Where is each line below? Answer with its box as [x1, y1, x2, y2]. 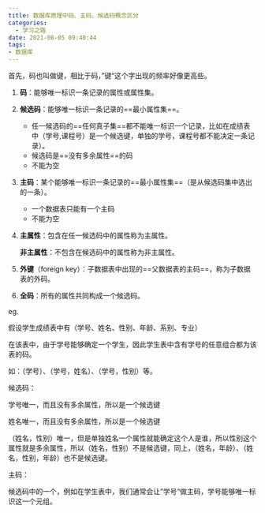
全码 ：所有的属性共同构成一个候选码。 [19, 291, 144, 300]
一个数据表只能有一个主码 [31, 204, 115, 213]
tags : [8, 41, 26, 49]
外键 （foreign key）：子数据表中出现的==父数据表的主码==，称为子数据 [19, 264, 251, 273]
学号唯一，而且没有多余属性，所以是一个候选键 [8, 400, 160, 409]
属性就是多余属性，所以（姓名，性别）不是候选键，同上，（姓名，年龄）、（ [8, 444, 247, 452]
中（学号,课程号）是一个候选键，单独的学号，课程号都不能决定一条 [31, 131, 248, 140]
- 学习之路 [15, 26, 47, 34]
